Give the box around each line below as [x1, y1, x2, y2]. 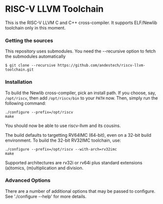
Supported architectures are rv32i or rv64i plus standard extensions [5, 159, 143, 165]
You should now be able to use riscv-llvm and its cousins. [5, 123, 121, 128]
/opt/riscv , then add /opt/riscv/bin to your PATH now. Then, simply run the [5, 95, 158, 101]
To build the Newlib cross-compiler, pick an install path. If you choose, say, [5, 90, 157, 96]
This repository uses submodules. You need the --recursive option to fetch [5, 48, 156, 54]
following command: [5, 100, 47, 106]
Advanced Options [5, 177, 50, 184]
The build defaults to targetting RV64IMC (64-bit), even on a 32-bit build [5, 132, 152, 138]
